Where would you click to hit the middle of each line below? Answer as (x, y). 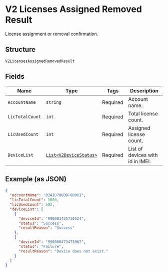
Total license (143, 113)
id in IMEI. (140, 161)
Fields (15, 77)
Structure (20, 49)
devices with (143, 155)
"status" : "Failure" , (41, 246)
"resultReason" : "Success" (46, 228)
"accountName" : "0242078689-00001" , (48, 195)
